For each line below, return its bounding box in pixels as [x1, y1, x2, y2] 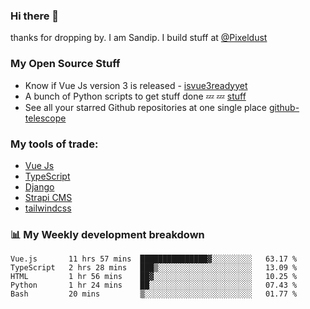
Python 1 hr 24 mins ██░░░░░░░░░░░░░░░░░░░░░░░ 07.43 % [10, 280, 298, 291]
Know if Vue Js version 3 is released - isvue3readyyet [24, 79, 248, 91]
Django [24, 180, 55, 193]
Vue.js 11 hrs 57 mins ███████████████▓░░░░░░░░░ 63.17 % [10, 254, 298, 264]
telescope [24, 112, 67, 124]
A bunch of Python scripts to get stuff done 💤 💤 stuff [24, 90, 247, 102]
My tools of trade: [10, 137, 99, 151]
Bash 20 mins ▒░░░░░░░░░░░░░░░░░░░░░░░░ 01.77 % [10, 289, 298, 299]
